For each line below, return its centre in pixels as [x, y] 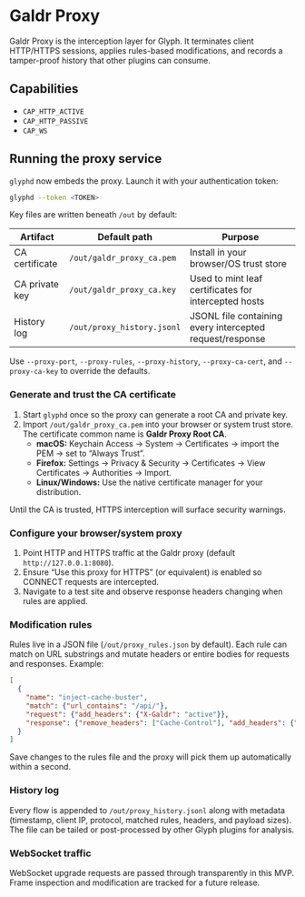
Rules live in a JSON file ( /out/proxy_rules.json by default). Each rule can [148, 645]
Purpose [241, 237]
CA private [36, 285]
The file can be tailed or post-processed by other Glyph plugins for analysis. [152, 830]
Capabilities [44, 89]
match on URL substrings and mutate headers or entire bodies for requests [150, 654]
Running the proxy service [86, 159]
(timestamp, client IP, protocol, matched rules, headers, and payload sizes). [151, 820]
